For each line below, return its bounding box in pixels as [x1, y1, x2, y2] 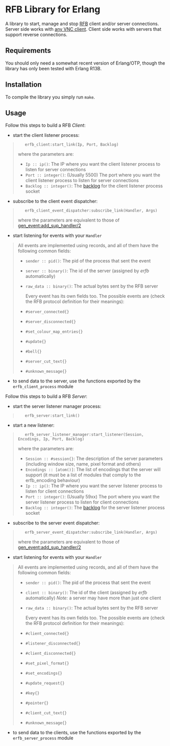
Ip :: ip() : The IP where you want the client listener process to [25, 161, 161, 167]
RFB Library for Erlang [5, 4, 101, 15]
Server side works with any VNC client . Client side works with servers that [5, 26, 162, 32]
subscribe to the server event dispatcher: [12, 520, 100, 526]
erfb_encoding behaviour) [25, 477, 80, 483]
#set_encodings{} [25, 671, 63, 676]
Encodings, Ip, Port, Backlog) [17, 437, 85, 442]
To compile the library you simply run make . [5, 94, 95, 100]
